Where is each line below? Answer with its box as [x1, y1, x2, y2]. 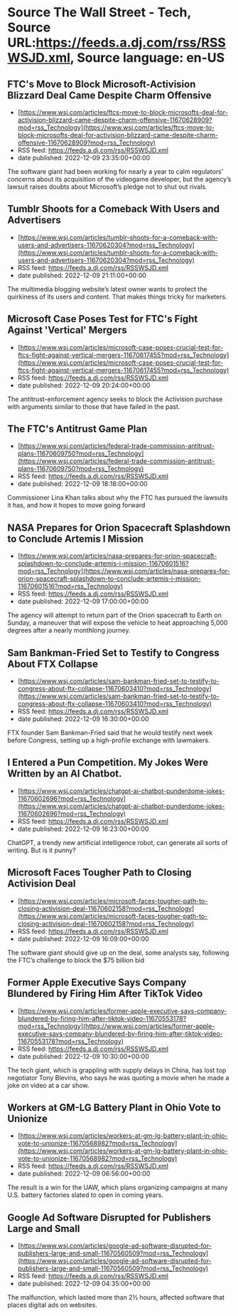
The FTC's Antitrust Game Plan [7, 423, 148, 435]
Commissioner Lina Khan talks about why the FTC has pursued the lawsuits [7, 493, 229, 502]
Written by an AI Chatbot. [7, 767, 122, 780]
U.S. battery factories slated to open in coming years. [7, 1191, 163, 1199]
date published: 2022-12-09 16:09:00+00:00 [17, 934, 149, 943]
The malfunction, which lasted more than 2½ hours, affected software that [7, 1293, 225, 1302]
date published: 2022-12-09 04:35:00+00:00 [17, 1280, 151, 1288]
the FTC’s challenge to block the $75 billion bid [7, 955, 145, 964]
